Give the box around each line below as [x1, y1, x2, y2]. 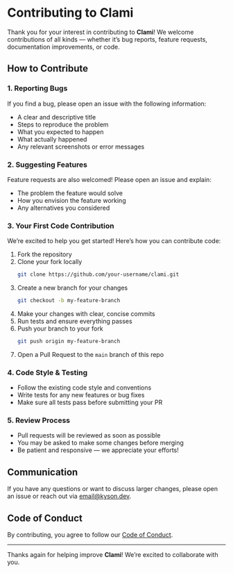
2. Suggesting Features [7, 160, 88, 169]
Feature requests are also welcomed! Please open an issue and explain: [7, 175, 212, 183]
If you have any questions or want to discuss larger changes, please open [7, 485, 218, 493]
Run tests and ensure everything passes [17, 317, 133, 325]
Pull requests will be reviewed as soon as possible [17, 431, 161, 440]
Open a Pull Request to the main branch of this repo [17, 350, 164, 358]
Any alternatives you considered [17, 204, 110, 212]
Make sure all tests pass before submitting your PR [17, 398, 163, 407]
